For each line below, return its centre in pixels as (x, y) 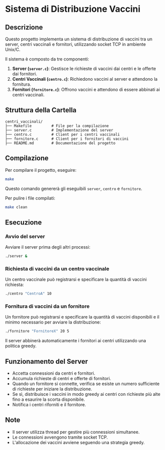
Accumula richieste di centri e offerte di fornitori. (62, 379)
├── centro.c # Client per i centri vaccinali (63, 134)
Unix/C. (13, 49)
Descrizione (24, 27)
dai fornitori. (25, 74)
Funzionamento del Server (47, 361)
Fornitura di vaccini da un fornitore (47, 306)
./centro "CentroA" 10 (28, 294)
